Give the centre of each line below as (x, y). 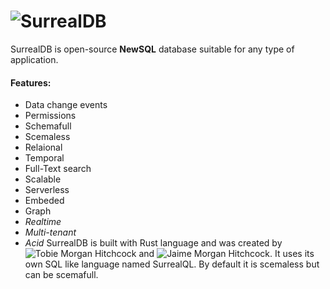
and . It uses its (226, 254)
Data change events (66, 105)
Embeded (44, 201)
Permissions (50, 116)
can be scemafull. (61, 275)
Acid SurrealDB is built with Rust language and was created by (153, 243)
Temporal (44, 158)
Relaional (43, 147)
